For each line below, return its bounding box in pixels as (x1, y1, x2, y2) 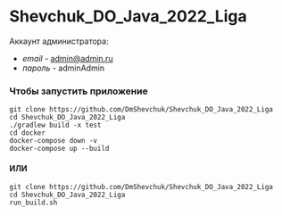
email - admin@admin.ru (21, 53, 113, 63)
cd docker (9, 129, 46, 137)
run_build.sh (9, 198, 58, 207)
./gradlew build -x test (9, 120, 102, 130)
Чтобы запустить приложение (9, 85, 149, 97)
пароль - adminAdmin (21, 62, 105, 73)
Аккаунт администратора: (9, 36, 109, 46)
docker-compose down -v (9, 137, 98, 145)
